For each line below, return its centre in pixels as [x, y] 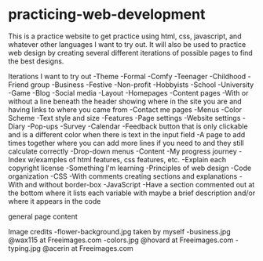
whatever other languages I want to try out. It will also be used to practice [127, 44]
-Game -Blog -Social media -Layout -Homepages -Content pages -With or [128, 92]
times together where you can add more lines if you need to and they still [126, 143]
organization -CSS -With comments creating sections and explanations [123, 176]
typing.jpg [25, 248]
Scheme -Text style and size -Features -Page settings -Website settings [124, 118]
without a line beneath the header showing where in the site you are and [125, 101]
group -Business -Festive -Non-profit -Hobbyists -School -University [142, 85]
